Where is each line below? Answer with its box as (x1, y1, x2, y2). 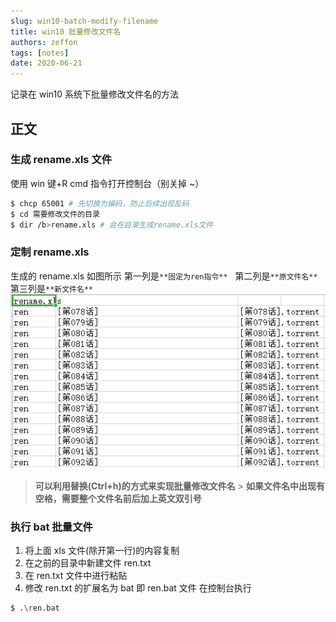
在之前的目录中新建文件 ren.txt (24, 557, 152, 569)
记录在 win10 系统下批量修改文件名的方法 (10, 88, 179, 100)
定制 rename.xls (10, 245, 90, 259)
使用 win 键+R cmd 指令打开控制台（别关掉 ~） (10, 177, 205, 189)
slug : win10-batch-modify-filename (10, 16, 159, 26)
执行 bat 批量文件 (10, 520, 93, 534)
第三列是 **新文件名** (10, 282, 94, 294)
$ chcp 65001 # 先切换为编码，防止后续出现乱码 (10, 198, 190, 209)
